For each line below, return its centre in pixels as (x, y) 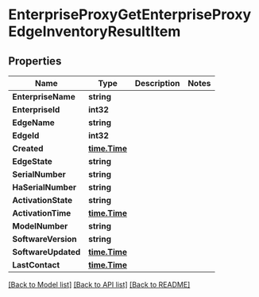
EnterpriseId (36, 109)
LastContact (36, 265)
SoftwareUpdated (46, 252)
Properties (35, 61)
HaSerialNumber (44, 187)
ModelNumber (40, 226)
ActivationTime (42, 213)
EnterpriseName (44, 97)
